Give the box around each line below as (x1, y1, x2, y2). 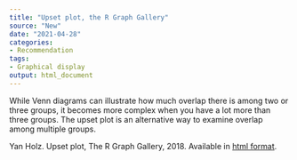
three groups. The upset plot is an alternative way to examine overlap (9, 114, 263, 124)
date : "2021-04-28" (9, 29, 82, 38)
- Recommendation (9, 46, 74, 55)
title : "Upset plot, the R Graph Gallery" (9, 12, 169, 22)
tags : (9, 54, 29, 63)
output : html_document (9, 71, 93, 80)
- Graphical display (9, 63, 86, 72)
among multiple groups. (9, 124, 96, 134)
